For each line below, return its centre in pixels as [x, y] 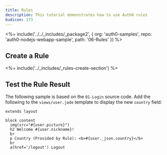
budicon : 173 [19, 20]
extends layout [22, 111]
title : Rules [19, 10]
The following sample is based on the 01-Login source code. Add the [78, 96]
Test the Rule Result [38, 84]
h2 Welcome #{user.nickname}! [42, 129]
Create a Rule [27, 56]
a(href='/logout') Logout [38, 147]
